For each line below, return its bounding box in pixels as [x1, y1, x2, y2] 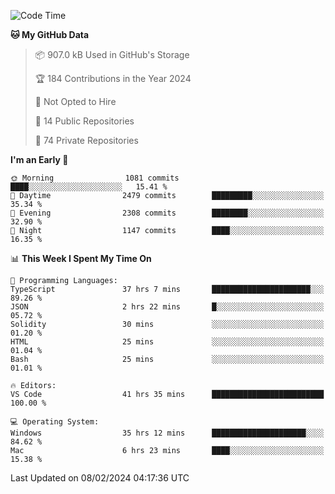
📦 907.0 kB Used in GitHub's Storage [34, 49, 190, 60]
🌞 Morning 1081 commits [10, 173, 180, 183]
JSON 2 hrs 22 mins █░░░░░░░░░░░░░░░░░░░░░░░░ [10, 302, 325, 312]
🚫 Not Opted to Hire [34, 96, 117, 107]
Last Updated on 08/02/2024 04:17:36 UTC [10, 472, 190, 484]
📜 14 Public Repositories [34, 115, 135, 127]
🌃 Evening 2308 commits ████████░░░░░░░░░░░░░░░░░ [10, 208, 325, 218]
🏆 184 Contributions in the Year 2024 [34, 73, 192, 84]
